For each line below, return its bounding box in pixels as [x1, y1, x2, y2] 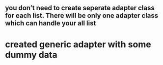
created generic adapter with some [5, 39, 151, 50]
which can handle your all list [5, 19, 96, 27]
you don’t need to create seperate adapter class [5, 4, 155, 12]
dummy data [5, 49, 57, 60]
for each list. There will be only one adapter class [5, 12, 159, 20]
